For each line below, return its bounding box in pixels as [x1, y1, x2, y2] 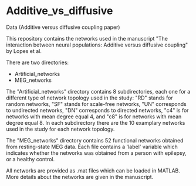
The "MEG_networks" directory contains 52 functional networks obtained [6, 137, 184, 144]
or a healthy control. [6, 155, 55, 162]
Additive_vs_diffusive [6, 4, 113, 18]
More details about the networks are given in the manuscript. [6, 173, 154, 180]
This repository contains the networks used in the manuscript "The [6, 35, 168, 42]
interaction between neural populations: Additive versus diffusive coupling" [6, 41, 188, 48]
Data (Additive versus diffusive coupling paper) [6, 24, 120, 31]
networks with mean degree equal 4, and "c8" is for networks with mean [6, 113, 182, 120]
